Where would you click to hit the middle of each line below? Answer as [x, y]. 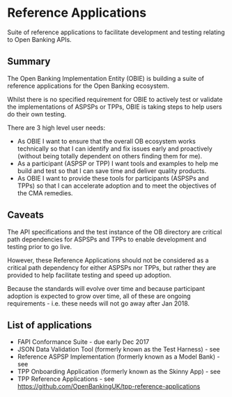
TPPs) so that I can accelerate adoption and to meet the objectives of [117, 186]
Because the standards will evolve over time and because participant [106, 288]
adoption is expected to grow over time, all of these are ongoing [99, 296]
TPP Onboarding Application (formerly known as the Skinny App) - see [119, 372]
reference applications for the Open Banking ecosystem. [88, 86]
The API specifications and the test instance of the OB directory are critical [115, 232]
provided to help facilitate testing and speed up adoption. [90, 275]
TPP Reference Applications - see [66, 379]
